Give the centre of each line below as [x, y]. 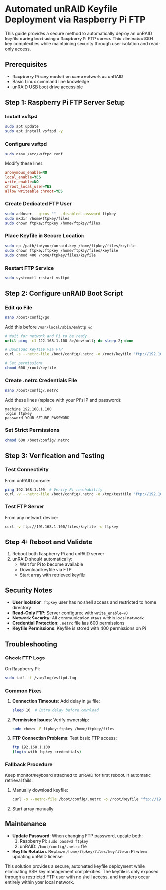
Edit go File [19, 308]
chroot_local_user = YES [28, 186]
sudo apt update [22, 127]
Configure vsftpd [26, 144]
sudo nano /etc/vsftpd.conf [34, 154]
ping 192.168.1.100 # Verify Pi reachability [54, 490]
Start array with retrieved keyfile [52, 575]
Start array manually [33, 809]
